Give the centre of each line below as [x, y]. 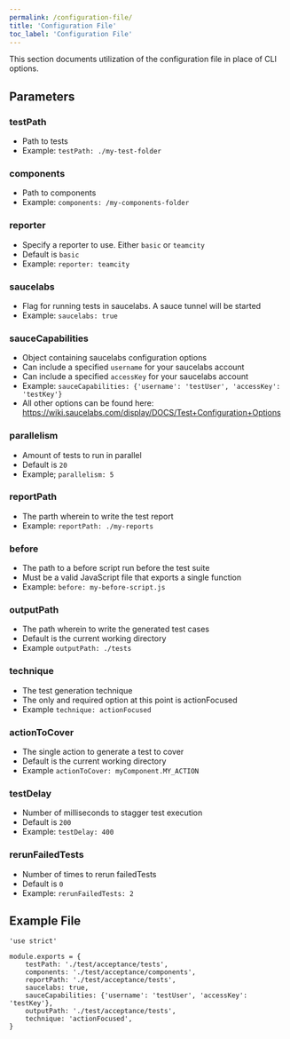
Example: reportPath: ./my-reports [87, 526]
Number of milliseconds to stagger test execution [112, 813]
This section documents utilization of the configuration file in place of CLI [143, 59]
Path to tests [45, 141]
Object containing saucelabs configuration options [114, 358]
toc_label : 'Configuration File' [71, 34]
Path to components [59, 193]
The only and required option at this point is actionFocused [129, 700]
